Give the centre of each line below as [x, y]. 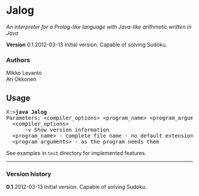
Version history [29, 174]
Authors [18, 60]
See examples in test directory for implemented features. [76, 153]
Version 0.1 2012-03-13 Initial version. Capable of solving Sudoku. [87, 45]
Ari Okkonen [21, 79]
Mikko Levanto [24, 73]
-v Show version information [67, 130]
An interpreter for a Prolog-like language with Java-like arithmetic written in [99, 27]
